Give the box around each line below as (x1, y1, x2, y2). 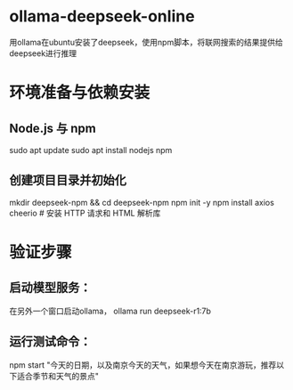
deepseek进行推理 (9, 47, 77, 59)
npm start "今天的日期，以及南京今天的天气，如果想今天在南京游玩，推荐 (9, 359, 277, 370)
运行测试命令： (9, 334, 92, 349)
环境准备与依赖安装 (9, 83, 151, 103)
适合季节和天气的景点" (16, 370, 100, 381)
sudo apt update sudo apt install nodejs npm (9, 144, 173, 155)
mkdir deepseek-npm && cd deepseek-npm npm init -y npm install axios (9, 197, 274, 207)
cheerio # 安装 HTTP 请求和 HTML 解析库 (9, 207, 161, 218)
